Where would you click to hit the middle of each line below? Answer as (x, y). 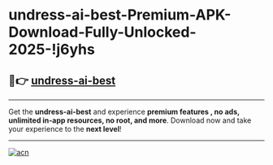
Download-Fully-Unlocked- (102, 32)
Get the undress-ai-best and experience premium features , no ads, (124, 112)
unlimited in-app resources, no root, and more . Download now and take (130, 120)
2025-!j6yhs (52, 50)
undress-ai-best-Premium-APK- (120, 15)
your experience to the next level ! (65, 129)
